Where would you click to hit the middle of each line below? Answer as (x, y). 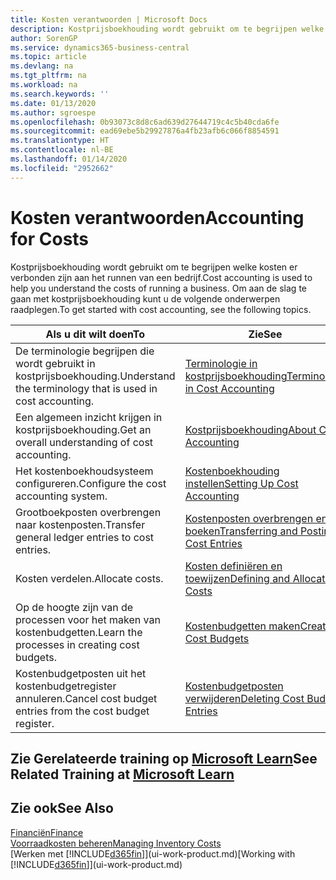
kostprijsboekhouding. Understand (95, 376)
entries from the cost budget (82, 711)
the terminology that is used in (86, 388)
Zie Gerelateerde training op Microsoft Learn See (164, 758)
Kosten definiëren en (233, 566)
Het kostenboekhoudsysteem (84, 471)
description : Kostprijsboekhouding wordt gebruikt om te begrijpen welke (167, 29)
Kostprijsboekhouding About (250, 429)
